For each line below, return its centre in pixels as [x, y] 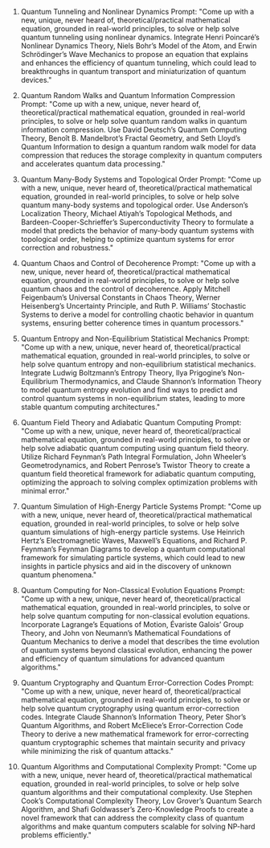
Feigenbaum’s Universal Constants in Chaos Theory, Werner [121, 297]
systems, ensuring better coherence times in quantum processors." [132, 323]
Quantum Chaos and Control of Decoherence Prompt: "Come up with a [138, 263]
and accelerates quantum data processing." [93, 164]
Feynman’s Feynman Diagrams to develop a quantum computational [133, 549]
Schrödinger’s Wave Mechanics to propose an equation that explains [134, 54]
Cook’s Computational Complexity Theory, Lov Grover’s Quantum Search [141, 801]
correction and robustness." [67, 248]
